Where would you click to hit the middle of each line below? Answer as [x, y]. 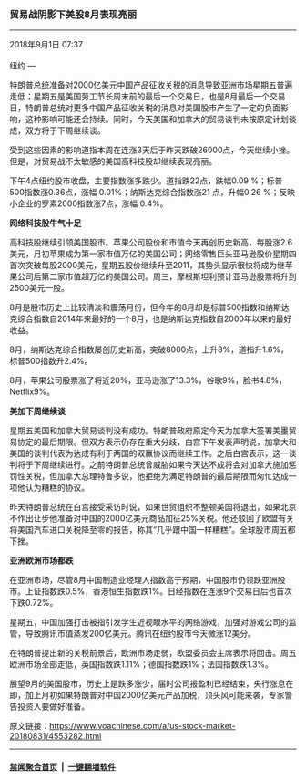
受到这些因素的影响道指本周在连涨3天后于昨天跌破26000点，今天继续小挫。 [152, 150]
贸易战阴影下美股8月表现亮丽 [73, 14]
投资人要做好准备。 [53, 707]
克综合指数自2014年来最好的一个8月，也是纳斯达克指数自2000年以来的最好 [151, 319]
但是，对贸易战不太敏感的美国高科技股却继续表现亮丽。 [113, 161]
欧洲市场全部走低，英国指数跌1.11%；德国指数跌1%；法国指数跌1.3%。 [141, 664]
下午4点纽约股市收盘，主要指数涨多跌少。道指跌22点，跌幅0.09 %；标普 [146, 181]
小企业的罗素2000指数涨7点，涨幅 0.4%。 [89, 203]
